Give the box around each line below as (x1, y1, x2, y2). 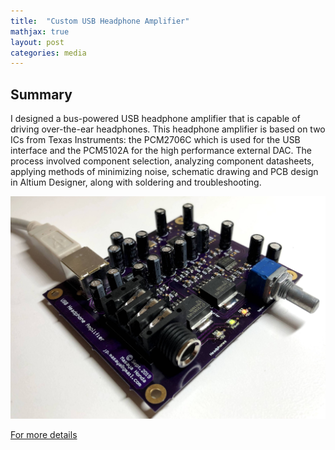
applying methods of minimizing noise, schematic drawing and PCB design (10, 166, 319, 178)
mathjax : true (10, 26, 70, 37)
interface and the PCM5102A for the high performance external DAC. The (10, 145, 313, 157)
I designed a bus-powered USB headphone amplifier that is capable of (10, 113, 301, 125)
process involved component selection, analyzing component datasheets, (10, 155, 315, 167)
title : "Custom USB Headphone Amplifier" (10, 16, 190, 26)
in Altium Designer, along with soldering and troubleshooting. (10, 176, 262, 189)
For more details (10, 429, 78, 441)
